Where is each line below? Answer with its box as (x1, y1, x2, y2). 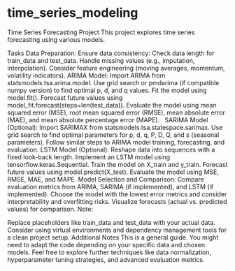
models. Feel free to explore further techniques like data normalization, (7, 248, 212, 256)
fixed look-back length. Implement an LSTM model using (7, 152, 171, 161)
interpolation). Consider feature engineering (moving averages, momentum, (7, 64, 225, 72)
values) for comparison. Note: (7, 205, 93, 213)
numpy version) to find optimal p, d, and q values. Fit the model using (7, 86, 207, 94)
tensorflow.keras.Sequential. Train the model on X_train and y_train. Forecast (7, 160, 228, 168)
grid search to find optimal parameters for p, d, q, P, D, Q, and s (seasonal (7, 131, 220, 139)
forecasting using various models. (7, 35, 106, 43)
